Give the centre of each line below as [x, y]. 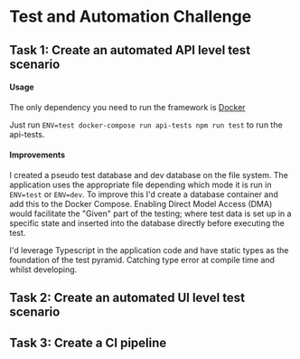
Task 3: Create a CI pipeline [88, 342]
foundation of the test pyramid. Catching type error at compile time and [142, 260]
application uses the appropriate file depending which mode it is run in [141, 184]
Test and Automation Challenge [131, 17]
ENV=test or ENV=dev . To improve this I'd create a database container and [144, 194]
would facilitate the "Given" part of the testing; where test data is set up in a [150, 213]
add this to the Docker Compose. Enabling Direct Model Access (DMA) [141, 203]
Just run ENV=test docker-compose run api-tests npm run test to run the [146, 125]
